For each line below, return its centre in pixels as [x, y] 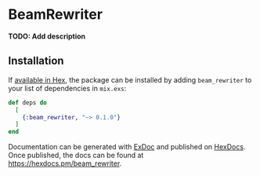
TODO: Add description [47, 36]
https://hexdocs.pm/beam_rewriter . [65, 163]
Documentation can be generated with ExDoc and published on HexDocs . [127, 147]
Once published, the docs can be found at [76, 156]
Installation [36, 61]
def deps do [27, 103]
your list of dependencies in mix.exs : [67, 88]
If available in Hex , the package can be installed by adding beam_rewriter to [130, 79]
